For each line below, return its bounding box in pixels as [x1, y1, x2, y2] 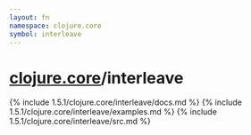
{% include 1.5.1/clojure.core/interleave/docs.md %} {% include [9, 97, 243, 107]
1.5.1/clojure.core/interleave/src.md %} [9, 116, 152, 127]
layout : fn [9, 12, 50, 22]
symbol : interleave [9, 29, 82, 38]
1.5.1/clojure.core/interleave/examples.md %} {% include [9, 107, 217, 117]
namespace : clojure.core [9, 21, 102, 30]
